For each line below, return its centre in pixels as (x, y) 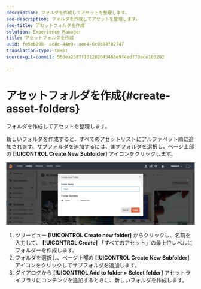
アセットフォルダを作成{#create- (88, 95)
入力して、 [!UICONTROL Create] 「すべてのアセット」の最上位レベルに (104, 242)
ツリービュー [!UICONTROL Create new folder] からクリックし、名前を (103, 235)
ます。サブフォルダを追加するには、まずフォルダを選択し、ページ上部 (108, 146)
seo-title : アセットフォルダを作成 (45, 25)
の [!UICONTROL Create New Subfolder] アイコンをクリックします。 (91, 153)
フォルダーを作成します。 (46, 250)
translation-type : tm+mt (37, 51)
